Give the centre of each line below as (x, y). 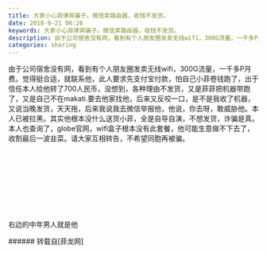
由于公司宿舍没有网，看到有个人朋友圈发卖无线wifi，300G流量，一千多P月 (130, 69)
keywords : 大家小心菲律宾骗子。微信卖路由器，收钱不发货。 (94, 30)
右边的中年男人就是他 (43, 224)
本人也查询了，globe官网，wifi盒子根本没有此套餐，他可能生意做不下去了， (131, 129)
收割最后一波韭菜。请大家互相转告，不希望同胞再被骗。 (99, 138)
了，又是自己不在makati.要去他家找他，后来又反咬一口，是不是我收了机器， (132, 99)
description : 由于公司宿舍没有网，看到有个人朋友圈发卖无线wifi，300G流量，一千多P (133, 38)
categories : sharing (43, 45)
